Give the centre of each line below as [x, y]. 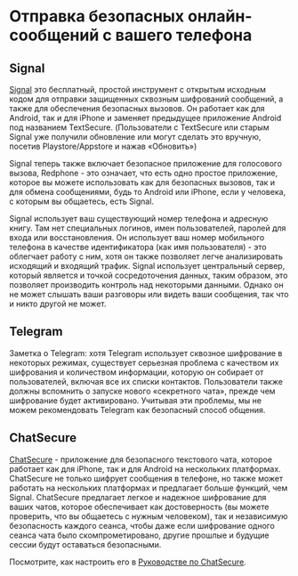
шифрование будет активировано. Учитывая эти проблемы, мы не [136, 400]
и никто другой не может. [58, 304]
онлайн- [220, 16]
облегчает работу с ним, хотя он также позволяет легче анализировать [146, 256]
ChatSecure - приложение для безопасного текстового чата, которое [141, 459]
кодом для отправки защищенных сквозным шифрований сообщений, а [146, 99]
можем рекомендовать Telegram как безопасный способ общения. [137, 410]
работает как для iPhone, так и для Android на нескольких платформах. [145, 468]
